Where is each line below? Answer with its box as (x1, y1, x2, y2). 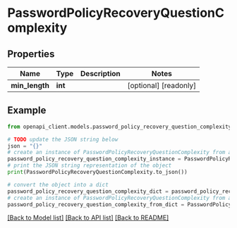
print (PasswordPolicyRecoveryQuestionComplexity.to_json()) (7, 169, 188, 176)
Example (7, 104, 47, 117)
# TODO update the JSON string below (7, 136, 119, 143)
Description (80, 69, 121, 78)
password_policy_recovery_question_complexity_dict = (7, 188, 169, 195)
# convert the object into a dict (7, 181, 109, 188)
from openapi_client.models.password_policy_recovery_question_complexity (7, 123, 232, 130)
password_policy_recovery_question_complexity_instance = (7, 156, 181, 163)
